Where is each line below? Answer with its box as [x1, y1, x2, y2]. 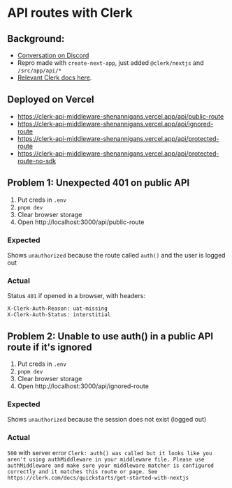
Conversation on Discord [17, 51, 89, 59]
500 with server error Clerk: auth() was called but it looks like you [7, 448, 212, 457]
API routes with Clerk [7, 5, 133, 21]
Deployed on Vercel [7, 94, 94, 105]
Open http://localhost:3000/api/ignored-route [17, 382, 149, 390]
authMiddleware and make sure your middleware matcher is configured [7, 462, 215, 469]
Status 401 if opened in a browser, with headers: [7, 292, 145, 300]
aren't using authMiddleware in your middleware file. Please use [7, 456, 205, 463]
